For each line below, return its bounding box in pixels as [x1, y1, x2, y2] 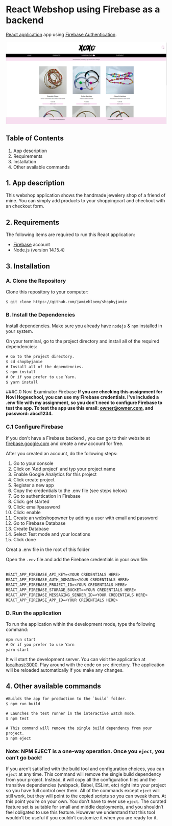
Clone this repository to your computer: [6, 288, 89, 295]
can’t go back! [6, 754, 42, 761]
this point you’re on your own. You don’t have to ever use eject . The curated [6, 798, 166, 804]
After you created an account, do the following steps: [6, 450, 118, 456]
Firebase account [13, 242, 51, 248]
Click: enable [13, 509, 41, 515]
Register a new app [13, 482, 54, 488]
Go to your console [13, 460, 54, 467]
